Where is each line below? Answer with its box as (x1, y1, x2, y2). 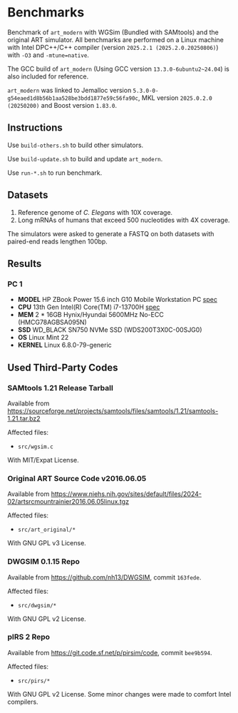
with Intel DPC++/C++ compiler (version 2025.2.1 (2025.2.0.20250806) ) (7, 43, 219, 51)
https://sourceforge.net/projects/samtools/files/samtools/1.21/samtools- (7, 406, 219, 415)
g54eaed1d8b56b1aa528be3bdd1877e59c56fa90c (7, 94, 139, 102)
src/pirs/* (17, 677, 51, 684)
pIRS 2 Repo (7, 632, 51, 642)
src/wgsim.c (17, 443, 53, 450)
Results (7, 258, 42, 270)
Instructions (7, 122, 63, 134)
